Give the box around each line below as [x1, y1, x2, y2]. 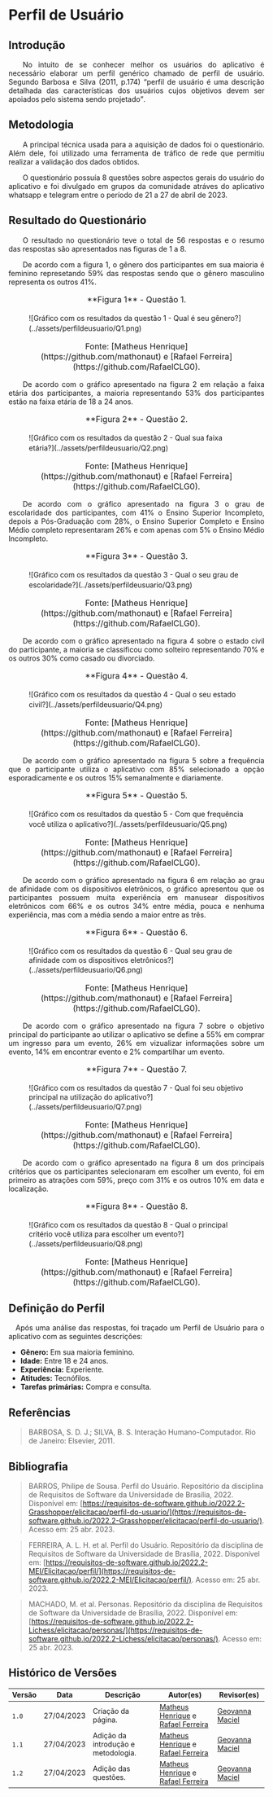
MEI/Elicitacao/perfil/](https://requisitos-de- [28, 1566, 176, 1576]
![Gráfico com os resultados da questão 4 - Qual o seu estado [28, 689, 236, 699]
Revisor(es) [219, 1690, 260, 1700]
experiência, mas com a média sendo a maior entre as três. [8, 910, 206, 920]
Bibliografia [8, 1460, 69, 1474]
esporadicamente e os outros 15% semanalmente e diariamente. [8, 772, 223, 783]
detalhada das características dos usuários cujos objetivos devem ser [8, 86, 265, 95]
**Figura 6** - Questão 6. [84, 926, 188, 938]
